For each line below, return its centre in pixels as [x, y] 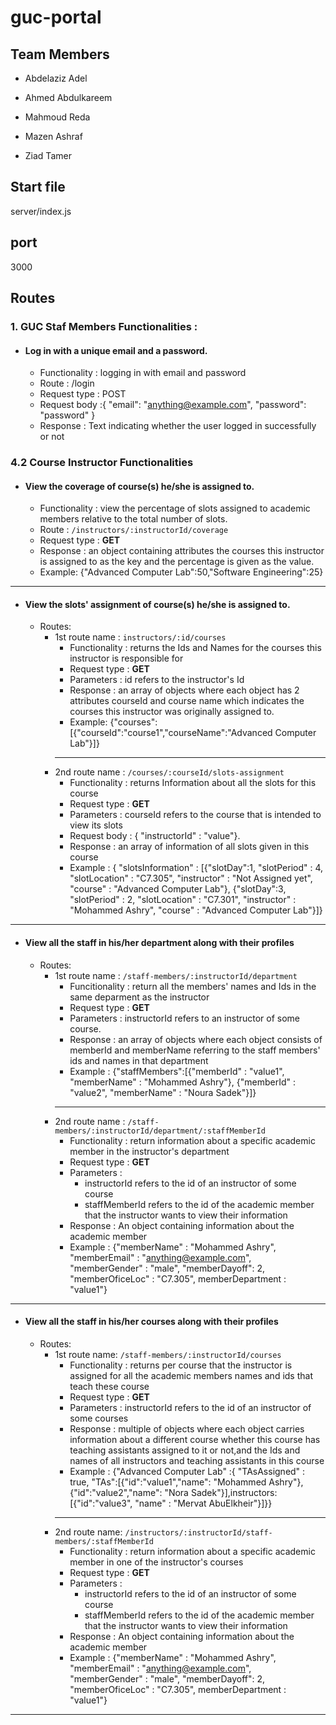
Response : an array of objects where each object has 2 [184, 690]
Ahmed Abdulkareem [68, 97]
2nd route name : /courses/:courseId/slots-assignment [169, 772]
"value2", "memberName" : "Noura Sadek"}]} [163, 1092]
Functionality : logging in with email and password [143, 373]
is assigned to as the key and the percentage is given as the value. [177, 562]
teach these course [109, 1386]
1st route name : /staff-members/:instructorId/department [176, 975]
